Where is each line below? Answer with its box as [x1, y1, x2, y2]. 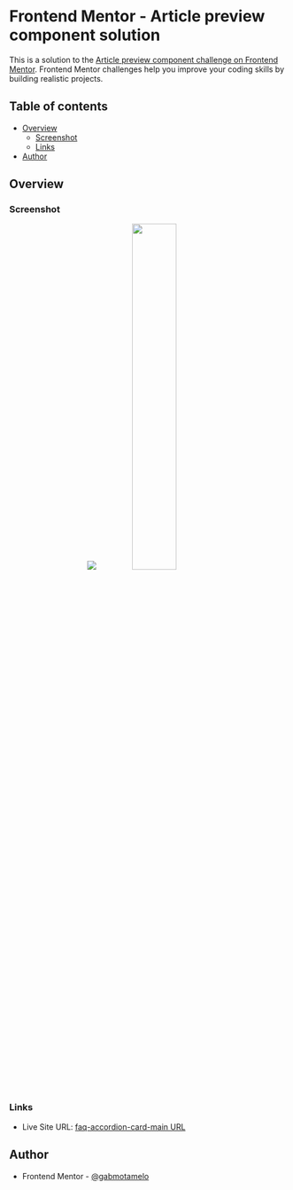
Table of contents [9, 99, 108, 114]
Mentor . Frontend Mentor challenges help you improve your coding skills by [9, 64, 285, 75]
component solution [9, 25, 161, 45]
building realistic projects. [9, 73, 104, 83]
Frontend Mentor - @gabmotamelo [21, 1170, 150, 1181]
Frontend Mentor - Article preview [9, 6, 266, 27]
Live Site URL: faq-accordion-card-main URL [21, 1121, 186, 1132]
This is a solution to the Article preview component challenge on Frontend [9, 54, 279, 65]
